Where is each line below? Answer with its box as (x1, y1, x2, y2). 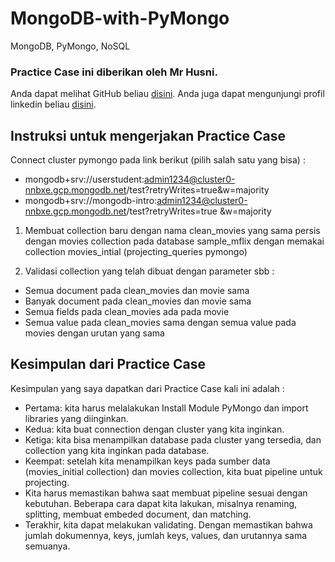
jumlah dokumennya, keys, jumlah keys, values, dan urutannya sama (24, 529, 308, 541)
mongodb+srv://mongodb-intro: (24, 195, 158, 207)
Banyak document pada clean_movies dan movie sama (24, 295, 252, 307)
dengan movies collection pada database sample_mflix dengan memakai (24, 235, 325, 247)
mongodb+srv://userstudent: (24, 173, 145, 186)
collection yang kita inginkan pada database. (24, 444, 210, 456)
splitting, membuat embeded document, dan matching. (24, 508, 252, 520)
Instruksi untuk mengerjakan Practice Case (10, 127, 287, 144)
